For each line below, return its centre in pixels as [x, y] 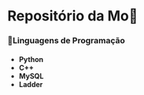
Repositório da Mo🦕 [73, 16]
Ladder [31, 84]
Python [31, 59]
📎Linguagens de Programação [66, 41]
